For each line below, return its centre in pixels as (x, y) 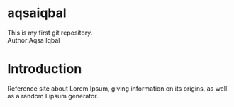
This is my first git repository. (50, 33)
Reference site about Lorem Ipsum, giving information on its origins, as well (117, 88)
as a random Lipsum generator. (53, 96)
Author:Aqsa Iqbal (34, 40)
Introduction (45, 69)
